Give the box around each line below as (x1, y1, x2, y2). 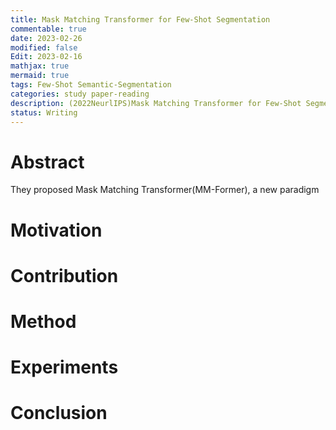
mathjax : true (10, 61, 70, 71)
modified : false (10, 42, 78, 53)
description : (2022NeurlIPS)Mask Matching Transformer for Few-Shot (10, 98, 302, 108)
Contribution (10, 264, 119, 287)
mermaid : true (10, 71, 70, 81)
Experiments (10, 356, 119, 379)
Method (10, 310, 77, 333)
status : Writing (10, 107, 78, 118)
